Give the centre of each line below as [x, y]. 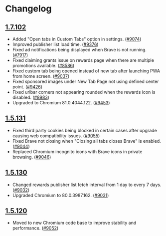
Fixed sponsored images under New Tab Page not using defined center [85, 81]
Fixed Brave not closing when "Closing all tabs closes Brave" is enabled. [86, 141]
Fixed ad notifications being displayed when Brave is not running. [80, 50]
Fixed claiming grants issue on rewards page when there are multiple [83, 60]
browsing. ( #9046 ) [32, 157]
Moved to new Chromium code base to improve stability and [74, 223]
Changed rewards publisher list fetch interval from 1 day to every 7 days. [87, 185]
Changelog [28, 9]
